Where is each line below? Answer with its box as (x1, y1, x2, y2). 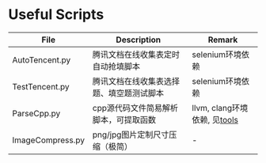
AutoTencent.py (12, 54, 71, 65)
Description (116, 34, 161, 45)
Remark (207, 34, 238, 45)
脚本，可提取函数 (92, 114, 157, 125)
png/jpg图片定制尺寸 (92, 129, 169, 140)
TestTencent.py (12, 81, 70, 92)
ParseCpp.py (12, 108, 61, 119)
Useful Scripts (8, 6, 104, 24)
